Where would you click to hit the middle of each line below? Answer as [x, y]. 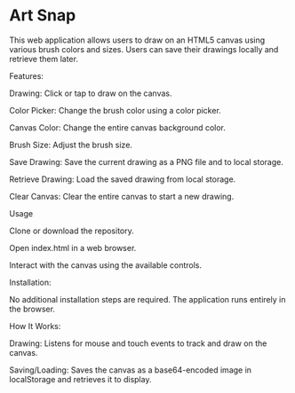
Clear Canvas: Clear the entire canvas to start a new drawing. [122, 196]
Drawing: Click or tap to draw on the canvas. [91, 93]
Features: [27, 75]
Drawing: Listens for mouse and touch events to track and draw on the [138, 343]
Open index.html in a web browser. [73, 248]
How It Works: [35, 326]
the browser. [32, 309]
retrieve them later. [44, 59]
